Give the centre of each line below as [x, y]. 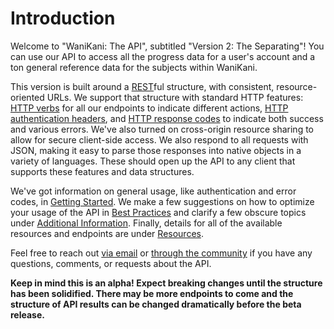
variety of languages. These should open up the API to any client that [153, 161]
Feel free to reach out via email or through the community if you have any [161, 253]
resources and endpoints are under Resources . [107, 233]
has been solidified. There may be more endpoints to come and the [152, 293]
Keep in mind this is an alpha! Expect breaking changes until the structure [166, 283]
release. [27, 314]
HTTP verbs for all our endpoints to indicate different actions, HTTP [149, 108]
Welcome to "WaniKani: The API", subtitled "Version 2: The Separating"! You [167, 46]
